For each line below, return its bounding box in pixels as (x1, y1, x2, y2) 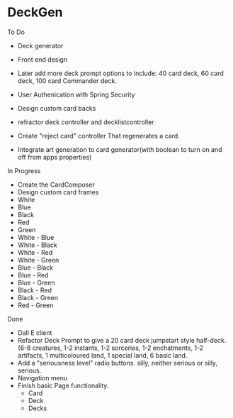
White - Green (17, 255, 59, 264)
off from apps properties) (17, 153, 92, 161)
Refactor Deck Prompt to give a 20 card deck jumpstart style (17, 336, 195, 344)
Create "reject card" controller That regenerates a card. (17, 131, 181, 140)
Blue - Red (17, 270, 49, 279)
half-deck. (195, 336, 227, 344)
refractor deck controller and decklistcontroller (17, 118, 154, 126)
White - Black (17, 241, 58, 249)
